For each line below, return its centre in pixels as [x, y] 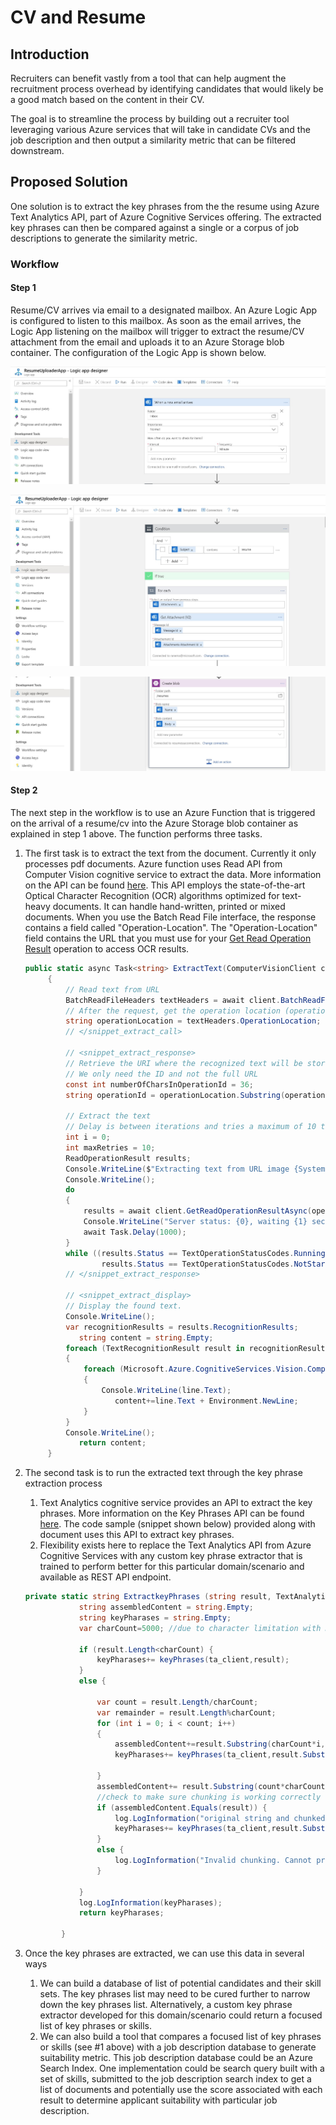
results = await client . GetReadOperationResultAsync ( [198, 1211]
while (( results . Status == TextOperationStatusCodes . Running [195, 1253]
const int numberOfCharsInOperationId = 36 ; [159, 1084]
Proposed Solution [69, 182]
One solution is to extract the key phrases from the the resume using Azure [165, 206]
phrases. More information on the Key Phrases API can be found [172, 1513]
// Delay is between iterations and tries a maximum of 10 [191, 1127]
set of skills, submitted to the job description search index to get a [175, 2079]
